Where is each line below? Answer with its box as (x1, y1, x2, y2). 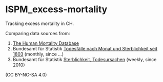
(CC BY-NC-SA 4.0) (5, 71, 47, 77)
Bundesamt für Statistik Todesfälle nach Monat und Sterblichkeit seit (12, 45, 158, 51)
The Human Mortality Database (12, 40, 79, 46)
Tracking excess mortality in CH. (5, 20, 74, 26)
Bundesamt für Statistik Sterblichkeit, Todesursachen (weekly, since (12, 56, 157, 62)
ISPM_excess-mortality (5, 4, 108, 15)
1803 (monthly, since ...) (12, 51, 64, 57)
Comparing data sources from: (5, 30, 70, 36)
